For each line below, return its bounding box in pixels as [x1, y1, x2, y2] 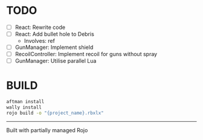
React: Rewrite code [14, 24, 65, 31]
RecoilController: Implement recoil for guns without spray [14, 51, 158, 58]
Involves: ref [24, 37, 56, 45]
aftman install [6, 99, 45, 105]
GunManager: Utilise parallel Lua [14, 57, 97, 65]
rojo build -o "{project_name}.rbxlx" [6, 110, 104, 116]
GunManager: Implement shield [14, 43, 94, 51]
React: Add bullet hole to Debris [14, 31, 95, 37]
